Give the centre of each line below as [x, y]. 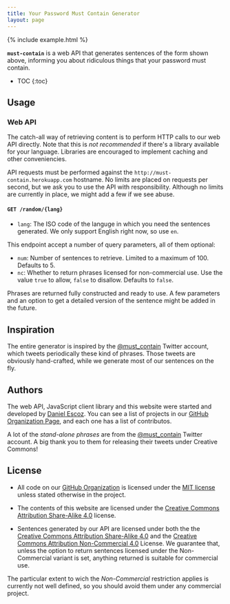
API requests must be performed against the [70, 172]
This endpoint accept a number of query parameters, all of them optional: [111, 244]
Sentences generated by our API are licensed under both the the [108, 528]
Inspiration [31, 330]
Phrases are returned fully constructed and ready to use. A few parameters [114, 293]
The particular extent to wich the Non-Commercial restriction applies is [108, 579]
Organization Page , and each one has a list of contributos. [90, 421]
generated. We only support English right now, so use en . [98, 231]
